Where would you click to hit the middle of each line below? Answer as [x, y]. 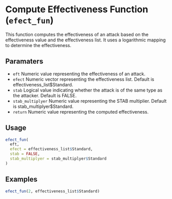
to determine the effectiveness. [39, 45]
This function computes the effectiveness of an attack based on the [77, 34]
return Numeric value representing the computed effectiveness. [81, 112]
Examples [21, 179]
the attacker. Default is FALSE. [45, 95]
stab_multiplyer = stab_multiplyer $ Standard [58, 159]
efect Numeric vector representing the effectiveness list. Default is [83, 79]
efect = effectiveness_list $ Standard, [52, 149]
